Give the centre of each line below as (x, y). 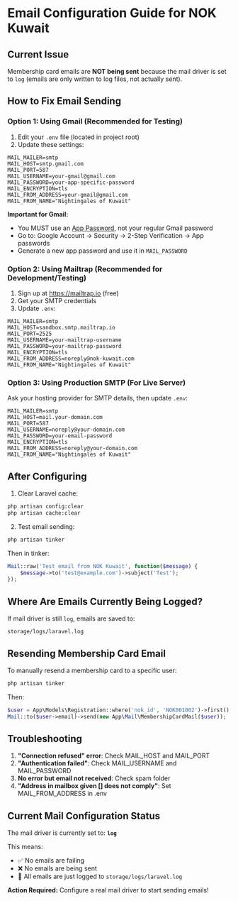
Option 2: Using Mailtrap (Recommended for (85, 269)
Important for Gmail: (38, 214)
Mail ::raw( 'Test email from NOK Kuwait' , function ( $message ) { (103, 566)
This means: (25, 847)
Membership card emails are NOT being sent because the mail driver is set (117, 71)
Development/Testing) (47, 278)
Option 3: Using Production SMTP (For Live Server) (97, 383)
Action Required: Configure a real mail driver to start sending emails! (108, 890)
